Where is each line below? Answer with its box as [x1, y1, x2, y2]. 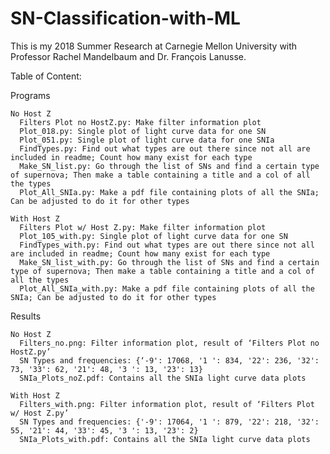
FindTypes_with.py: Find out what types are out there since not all [19, 240, 315, 250]
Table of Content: [10, 70, 82, 82]
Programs [10, 89, 51, 101]
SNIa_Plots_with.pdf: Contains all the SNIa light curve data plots [19, 434, 311, 444]
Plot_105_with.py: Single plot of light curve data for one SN [19, 231, 288, 241]
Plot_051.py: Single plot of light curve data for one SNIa [19, 135, 275, 145]
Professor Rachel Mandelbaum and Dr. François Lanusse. [10, 50, 247, 62]
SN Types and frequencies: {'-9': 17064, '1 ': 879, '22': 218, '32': [19, 417, 320, 427]
